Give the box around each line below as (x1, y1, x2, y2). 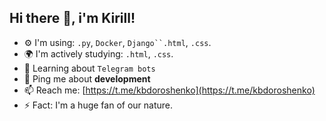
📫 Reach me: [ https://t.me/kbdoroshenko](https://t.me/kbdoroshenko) (23, 84, 316, 96)
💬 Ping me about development (23, 72, 151, 85)
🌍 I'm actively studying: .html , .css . (23, 47, 174, 60)
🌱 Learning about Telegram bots (23, 62, 156, 74)
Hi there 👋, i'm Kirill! (9, 10, 136, 27)
